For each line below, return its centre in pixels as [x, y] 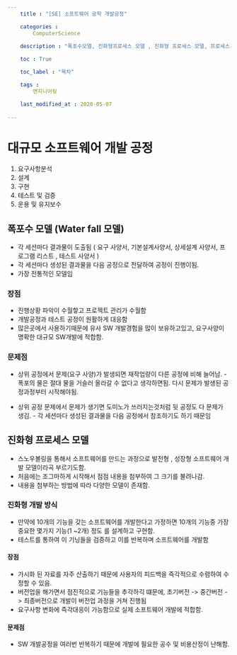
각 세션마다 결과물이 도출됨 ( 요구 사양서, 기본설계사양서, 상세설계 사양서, [117, 247]
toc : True [36, 59]
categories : [39, 27]
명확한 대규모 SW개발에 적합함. [60, 337]
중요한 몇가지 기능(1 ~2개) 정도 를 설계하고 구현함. [86, 530]
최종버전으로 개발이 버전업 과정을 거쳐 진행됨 [85, 601]
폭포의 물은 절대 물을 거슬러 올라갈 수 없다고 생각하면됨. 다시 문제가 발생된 [119, 382]
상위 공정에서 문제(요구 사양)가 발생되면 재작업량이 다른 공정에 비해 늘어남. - [122, 374]
